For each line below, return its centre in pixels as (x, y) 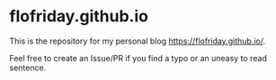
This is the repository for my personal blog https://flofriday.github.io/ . (138, 41)
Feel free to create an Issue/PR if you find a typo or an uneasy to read (138, 58)
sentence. (28, 68)
